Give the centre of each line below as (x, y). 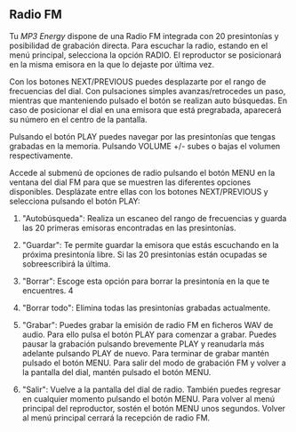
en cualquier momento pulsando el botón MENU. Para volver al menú (148, 398)
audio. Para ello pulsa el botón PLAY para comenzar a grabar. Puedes (149, 334)
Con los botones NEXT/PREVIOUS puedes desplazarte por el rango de (138, 81)
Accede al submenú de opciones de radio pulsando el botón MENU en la (142, 172)
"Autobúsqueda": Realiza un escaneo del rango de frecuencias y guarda (154, 218)
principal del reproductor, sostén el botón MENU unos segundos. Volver (154, 408)
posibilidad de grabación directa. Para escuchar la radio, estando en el (139, 45)
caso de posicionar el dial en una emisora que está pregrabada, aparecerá (145, 109)
